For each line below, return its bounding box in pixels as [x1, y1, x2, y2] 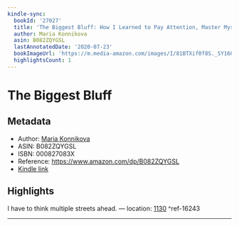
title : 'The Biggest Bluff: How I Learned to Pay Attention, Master [14, 23, 221, 31]
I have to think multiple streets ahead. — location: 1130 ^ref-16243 [7, 204, 201, 212]
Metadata [7, 115, 51, 128]
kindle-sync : [7, 10, 46, 18]
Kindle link [17, 164, 48, 173]
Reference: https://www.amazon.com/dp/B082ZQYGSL [17, 157, 180, 166]
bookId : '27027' [14, 17, 62, 24]
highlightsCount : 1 [14, 57, 72, 64]
